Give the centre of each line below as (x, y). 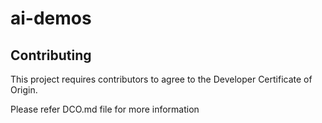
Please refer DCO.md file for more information (105, 109)
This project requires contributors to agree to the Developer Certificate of (161, 79)
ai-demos (51, 18)
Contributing (51, 55)
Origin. (24, 90)
